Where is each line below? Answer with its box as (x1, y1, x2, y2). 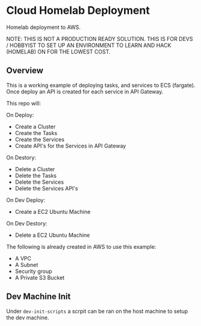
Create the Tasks (14, 129, 58, 136)
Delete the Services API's (14, 184, 78, 192)
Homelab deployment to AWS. (6, 24, 81, 31)
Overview (6, 66, 44, 76)
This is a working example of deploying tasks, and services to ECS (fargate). (6, 81, 196, 89)
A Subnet (14, 261, 39, 268)
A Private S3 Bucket (14, 274, 65, 281)
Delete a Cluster (14, 165, 55, 172)
